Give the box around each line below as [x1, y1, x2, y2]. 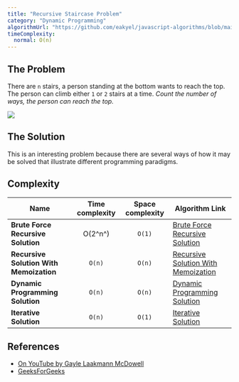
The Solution [7, 131, 65, 143]
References [7, 340, 60, 352]
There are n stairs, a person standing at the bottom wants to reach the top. [7, 82, 225, 90]
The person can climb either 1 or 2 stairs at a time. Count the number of [7, 89, 217, 98]
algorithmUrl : [7, 23, 50, 31]
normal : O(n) [14, 37, 53, 44]
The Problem [7, 63, 65, 75]
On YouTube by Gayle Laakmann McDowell [17, 359, 144, 368]
